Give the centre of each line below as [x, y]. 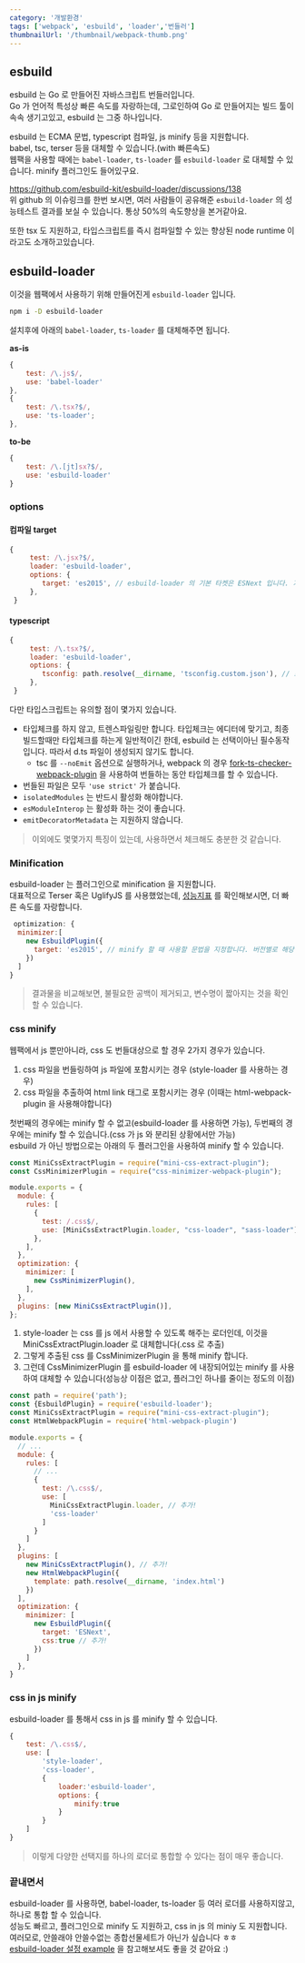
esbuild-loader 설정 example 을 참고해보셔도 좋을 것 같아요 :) [119, 1949]
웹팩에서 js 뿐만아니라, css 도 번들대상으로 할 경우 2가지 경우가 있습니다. [138, 1050]
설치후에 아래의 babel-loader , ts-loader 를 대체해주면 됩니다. [120, 329]
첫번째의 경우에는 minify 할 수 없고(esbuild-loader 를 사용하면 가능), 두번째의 [147, 1123]
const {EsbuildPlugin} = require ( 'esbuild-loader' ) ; [111, 1404]
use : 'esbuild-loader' [69, 475]
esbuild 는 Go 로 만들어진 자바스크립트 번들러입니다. [102, 95]
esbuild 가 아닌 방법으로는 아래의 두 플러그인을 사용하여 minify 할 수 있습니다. [147, 1145]
